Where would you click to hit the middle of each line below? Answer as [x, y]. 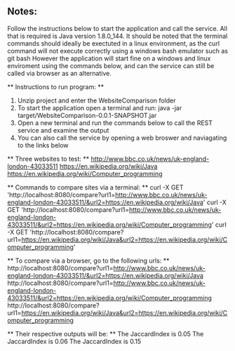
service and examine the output [63, 130]
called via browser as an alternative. [60, 73]
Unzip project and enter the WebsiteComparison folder [97, 100]
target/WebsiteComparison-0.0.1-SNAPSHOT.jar [87, 115]
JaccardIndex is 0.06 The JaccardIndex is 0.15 [74, 341]
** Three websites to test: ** [48, 159]
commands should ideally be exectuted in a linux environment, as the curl [114, 43]
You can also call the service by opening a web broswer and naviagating [122, 138]
